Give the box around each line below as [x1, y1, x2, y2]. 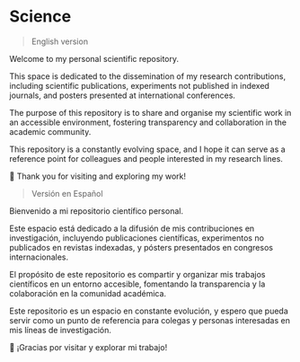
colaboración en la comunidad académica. [9, 287, 167, 298]
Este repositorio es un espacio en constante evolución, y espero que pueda [9, 305, 289, 316]
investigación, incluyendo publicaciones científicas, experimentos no [9, 232, 265, 243]
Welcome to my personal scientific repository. [9, 53, 180, 64]
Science [9, 6, 72, 27]
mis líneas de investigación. [9, 324, 112, 335]
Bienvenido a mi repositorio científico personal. [9, 205, 184, 216]
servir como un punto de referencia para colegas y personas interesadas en [9, 314, 290, 325]
